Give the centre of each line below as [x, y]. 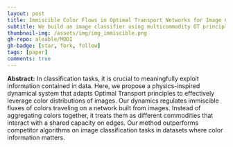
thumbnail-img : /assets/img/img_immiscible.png [77, 33]
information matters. [36, 137]
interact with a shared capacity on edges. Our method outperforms [103, 123]
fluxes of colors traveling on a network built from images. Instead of [104, 107]
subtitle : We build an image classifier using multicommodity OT [103, 26]
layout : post [26, 14]
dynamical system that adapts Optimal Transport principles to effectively [111, 93]
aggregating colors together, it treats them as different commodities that [110, 115]
